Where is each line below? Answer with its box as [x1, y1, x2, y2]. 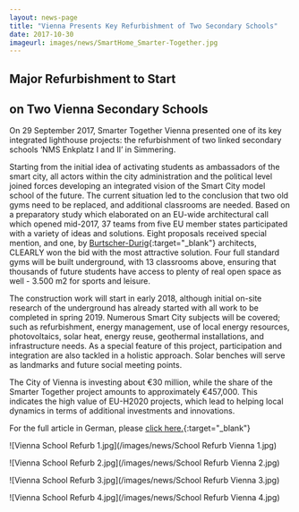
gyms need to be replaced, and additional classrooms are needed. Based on [9, 200, 291, 210]
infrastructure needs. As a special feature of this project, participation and [9, 341, 282, 352]
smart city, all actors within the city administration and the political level [9, 171, 273, 182]
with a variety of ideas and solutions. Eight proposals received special [9, 228, 267, 239]
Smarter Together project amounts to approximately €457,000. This [9, 387, 258, 397]
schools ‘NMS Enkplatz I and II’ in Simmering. [9, 144, 176, 155]
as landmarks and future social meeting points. [9, 360, 183, 371]
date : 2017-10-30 [9, 30, 74, 38]
